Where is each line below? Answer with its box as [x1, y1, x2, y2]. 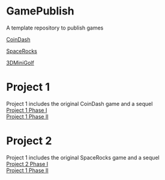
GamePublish [6, 4, 75, 18]
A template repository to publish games [6, 24, 104, 31]
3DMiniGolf [6, 59, 34, 66]
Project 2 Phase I [6, 160, 49, 167]
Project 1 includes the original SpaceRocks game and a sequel [6, 154, 160, 161]
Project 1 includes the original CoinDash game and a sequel [6, 100, 153, 107]
